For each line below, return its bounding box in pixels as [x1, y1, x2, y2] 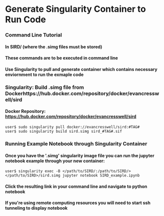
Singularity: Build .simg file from [5, 84, 84, 91]
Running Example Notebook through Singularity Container [5, 140, 148, 147]
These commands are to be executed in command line [5, 55, 118, 61]
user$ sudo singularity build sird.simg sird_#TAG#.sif [5, 129, 122, 134]
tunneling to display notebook [5, 205, 68, 211]
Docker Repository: [5, 108, 46, 114]
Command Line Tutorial [5, 32, 63, 38]
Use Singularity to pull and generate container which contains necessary [5, 66, 158, 72]
